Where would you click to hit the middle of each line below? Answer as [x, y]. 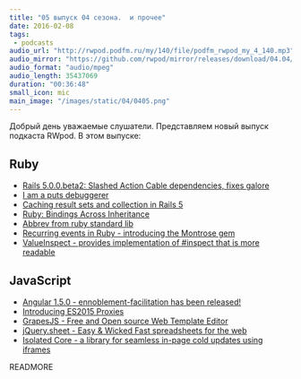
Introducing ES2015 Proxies [73, 311]
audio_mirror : [36, 59]
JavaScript [40, 280]
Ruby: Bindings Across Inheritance [86, 214]
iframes [36, 349]
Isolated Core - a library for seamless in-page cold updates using [142, 340]
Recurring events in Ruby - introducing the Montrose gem [129, 233]
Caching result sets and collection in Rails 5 [103, 205]
